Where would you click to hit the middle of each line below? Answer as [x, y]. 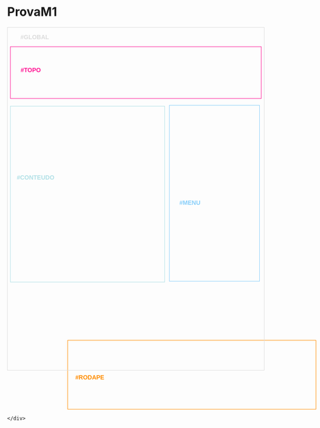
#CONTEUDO [36, 177]
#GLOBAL [35, 37]
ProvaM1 [32, 12]
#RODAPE [90, 378]
